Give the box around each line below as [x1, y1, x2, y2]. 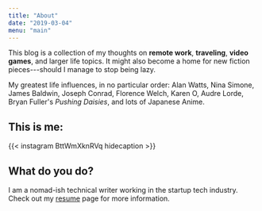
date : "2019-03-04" [8, 19, 73, 27]
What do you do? [8, 164, 94, 178]
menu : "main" [8, 26, 52, 34]
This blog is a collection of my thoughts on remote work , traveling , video [8, 48, 249, 58]
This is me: [8, 120, 64, 133]
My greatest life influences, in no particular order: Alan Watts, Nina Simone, [8, 80, 255, 90]
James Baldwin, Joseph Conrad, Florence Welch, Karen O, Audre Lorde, [8, 89, 244, 98]
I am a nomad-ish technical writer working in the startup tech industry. [8, 186, 238, 194]
